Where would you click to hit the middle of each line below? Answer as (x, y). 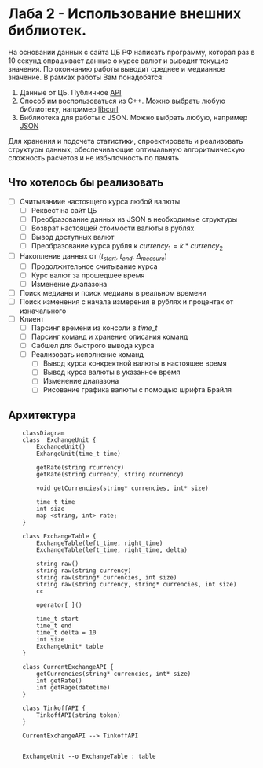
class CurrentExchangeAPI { (68, 667)
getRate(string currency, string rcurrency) (110, 475)
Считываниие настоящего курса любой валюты (100, 201)
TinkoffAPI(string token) (79, 715)
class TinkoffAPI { (54, 708)
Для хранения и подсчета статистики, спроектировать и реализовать (126, 141)
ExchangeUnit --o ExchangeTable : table (89, 757)
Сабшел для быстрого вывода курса (93, 346)
